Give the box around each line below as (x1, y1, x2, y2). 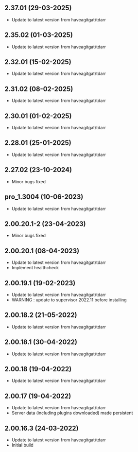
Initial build (11, 442, 34, 448)
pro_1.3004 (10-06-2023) (4, 193, 84, 201)
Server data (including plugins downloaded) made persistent (11, 410, 133, 416)
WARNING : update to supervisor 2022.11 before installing (11, 296, 127, 303)
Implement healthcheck (11, 265, 59, 271)
